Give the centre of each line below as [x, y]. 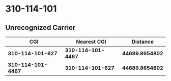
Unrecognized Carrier [40, 28]
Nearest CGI [91, 42]
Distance [143, 42]
